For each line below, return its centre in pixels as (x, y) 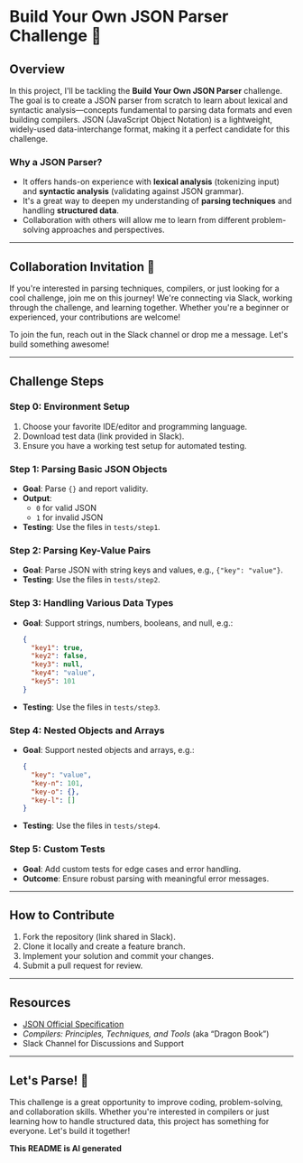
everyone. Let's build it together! (70, 1131)
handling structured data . (70, 210)
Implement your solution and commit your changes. (118, 956)
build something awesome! (60, 344)
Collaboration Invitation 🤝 (82, 267)
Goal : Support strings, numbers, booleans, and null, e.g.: (128, 623)
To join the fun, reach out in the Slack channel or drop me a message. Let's (149, 335)
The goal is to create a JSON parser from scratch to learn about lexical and (149, 100)
